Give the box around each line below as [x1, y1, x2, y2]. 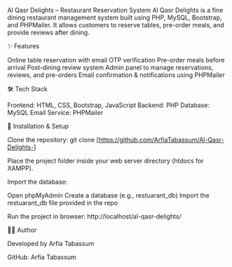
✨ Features [7, 42, 40, 50]
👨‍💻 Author [7, 226, 37, 234]
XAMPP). [7, 164, 34, 172]
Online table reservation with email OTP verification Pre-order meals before [7, 56, 225, 64]
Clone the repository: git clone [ [7, 136, 100, 144]
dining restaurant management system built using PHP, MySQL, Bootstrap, [7, 13, 222, 22]
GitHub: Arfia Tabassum [7, 253, 76, 261]
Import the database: [7, 178, 68, 186]
